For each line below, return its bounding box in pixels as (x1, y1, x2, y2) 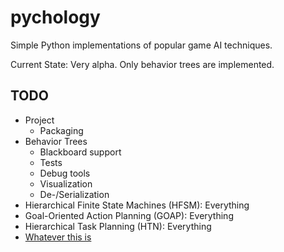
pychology (10, 6, 101, 29)
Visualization (39, 177, 93, 190)
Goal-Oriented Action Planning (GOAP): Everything (24, 209, 234, 221)
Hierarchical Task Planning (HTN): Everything (24, 220, 212, 232)
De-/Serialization (39, 188, 110, 200)
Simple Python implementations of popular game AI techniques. (10, 39, 273, 51)
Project (24, 114, 55, 126)
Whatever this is (24, 231, 92, 243)
